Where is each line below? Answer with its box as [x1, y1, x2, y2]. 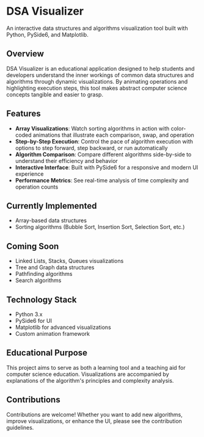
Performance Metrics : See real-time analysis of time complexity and [15, 176, 189, 184]
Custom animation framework [15, 330, 90, 337]
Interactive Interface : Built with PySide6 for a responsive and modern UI [15, 164, 199, 171]
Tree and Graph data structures [15, 264, 95, 271]
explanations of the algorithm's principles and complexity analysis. [6, 377, 174, 384]
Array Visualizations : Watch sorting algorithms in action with [15, 125, 170, 132]
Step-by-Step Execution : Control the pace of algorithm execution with [15, 137, 194, 145]
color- [170, 125, 186, 132]
